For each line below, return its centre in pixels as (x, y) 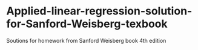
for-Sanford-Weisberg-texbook (87, 24)
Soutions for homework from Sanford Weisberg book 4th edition (86, 40)
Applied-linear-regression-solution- (99, 11)
